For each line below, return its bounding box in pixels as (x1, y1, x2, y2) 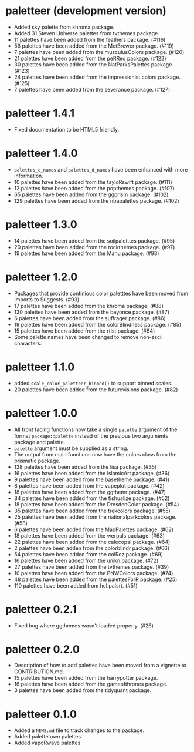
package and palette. (13, 438, 66, 445)
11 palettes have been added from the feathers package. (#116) (13, 36, 166, 43)
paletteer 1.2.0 (5, 270, 78, 283)
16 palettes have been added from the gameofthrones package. (13, 680, 168, 688)
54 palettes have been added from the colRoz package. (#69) (13, 550, 164, 558)
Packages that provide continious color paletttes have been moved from (13, 290, 189, 297)
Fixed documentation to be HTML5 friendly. (13, 126, 120, 133)
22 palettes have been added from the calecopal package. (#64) (13, 538, 171, 545)
